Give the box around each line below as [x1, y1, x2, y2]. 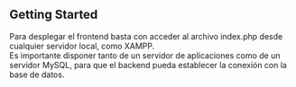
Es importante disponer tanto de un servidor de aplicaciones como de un [9, 49, 281, 61]
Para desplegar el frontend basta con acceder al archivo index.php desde [9, 30, 283, 41]
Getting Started [9, 7, 98, 22]
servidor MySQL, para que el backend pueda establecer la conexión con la [9, 59, 287, 70]
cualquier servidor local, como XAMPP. [9, 40, 155, 51]
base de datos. [9, 69, 65, 80]
